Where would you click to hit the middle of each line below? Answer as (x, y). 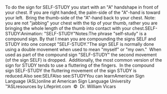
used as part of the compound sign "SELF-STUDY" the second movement (81, 55)
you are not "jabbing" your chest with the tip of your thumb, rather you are (82, 23)
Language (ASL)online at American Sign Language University (68, 81)
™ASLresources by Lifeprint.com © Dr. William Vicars (61, 86)
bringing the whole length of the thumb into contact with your (68, 28)
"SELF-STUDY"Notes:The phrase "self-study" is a (95, 34)
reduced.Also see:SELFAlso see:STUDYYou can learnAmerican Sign (75, 76)
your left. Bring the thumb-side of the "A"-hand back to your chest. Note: (81, 18)
